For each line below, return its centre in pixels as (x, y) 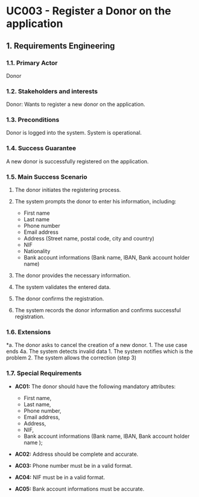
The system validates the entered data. (63, 287)
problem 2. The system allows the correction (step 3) (71, 358)
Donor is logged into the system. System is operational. (74, 133)
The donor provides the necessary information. (73, 276)
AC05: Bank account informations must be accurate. (80, 489)
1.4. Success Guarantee (41, 148)
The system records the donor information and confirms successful (98, 310)
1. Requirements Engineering (60, 46)
